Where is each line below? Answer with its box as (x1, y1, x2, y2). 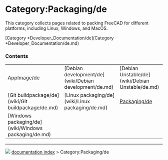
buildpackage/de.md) (7, 104, 58, 111)
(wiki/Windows (7, 125, 43, 132)
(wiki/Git (7, 98, 27, 105)
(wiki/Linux (64, 98, 90, 105)
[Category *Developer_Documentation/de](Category (5, 35, 114, 41)
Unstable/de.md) (119, 84, 159, 91)
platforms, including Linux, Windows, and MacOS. (5, 25, 108, 31)
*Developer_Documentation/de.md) (5, 40, 79, 46)
